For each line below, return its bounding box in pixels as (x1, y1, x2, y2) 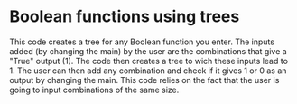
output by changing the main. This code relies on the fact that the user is (9, 74, 280, 85)
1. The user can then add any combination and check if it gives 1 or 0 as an (9, 65, 287, 76)
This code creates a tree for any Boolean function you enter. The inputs (9, 36, 275, 47)
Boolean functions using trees (9, 6, 240, 27)
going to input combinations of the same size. (9, 84, 180, 95)
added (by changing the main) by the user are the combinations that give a (9, 45, 287, 56)
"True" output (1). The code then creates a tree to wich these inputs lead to (9, 55, 289, 66)
